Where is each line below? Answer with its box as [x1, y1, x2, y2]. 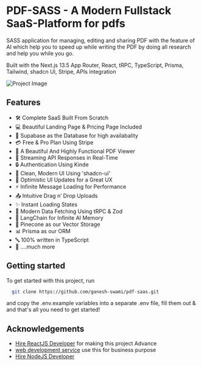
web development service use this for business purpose [15, 347, 156, 354]
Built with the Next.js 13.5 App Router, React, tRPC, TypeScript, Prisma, [6, 62, 184, 69]
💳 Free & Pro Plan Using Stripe [15, 138, 94, 146]
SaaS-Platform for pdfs [6, 16, 126, 30]
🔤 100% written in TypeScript [15, 236, 89, 244]
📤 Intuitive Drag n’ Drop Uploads [15, 192, 99, 199]
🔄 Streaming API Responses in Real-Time [15, 153, 119, 161]
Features [6, 97, 41, 108]
